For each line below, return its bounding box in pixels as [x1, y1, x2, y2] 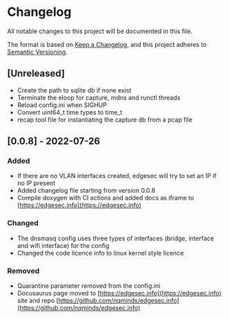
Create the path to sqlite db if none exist [17, 86, 132, 94]
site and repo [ [17, 296, 59, 304]
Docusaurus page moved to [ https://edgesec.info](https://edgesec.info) [17, 289, 222, 298]
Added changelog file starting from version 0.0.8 [17, 186, 156, 195]
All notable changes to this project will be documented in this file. [7, 27, 193, 35]
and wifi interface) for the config [17, 241, 110, 249]
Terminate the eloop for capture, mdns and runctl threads [17, 93, 181, 101]
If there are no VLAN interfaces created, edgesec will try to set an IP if [17, 172, 217, 180]
